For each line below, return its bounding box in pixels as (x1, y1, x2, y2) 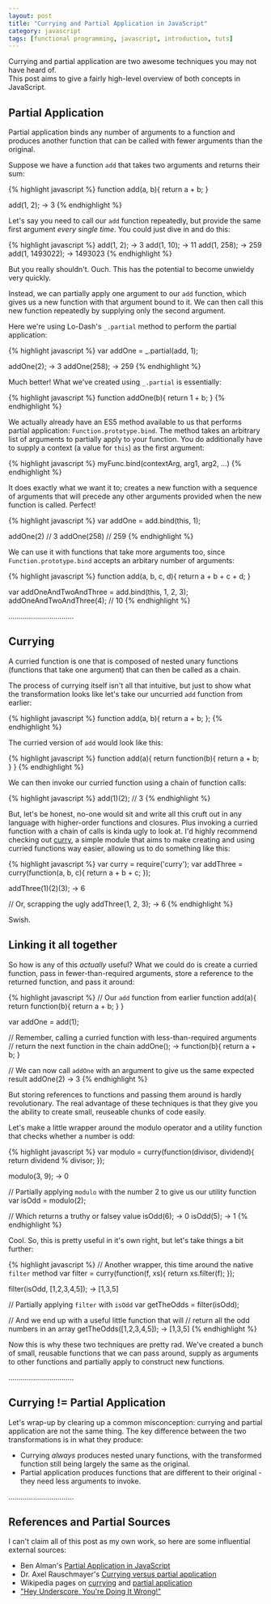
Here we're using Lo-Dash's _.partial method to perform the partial (8, 321, 237, 332)
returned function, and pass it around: (8, 977, 135, 987)
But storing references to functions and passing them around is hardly (8, 1089, 242, 1099)
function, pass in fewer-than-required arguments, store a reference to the (8, 968, 253, 978)
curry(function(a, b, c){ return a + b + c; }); (8, 868, 151, 877)
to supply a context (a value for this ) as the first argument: (8, 443, 205, 453)
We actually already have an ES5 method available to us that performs (8, 418, 243, 427)
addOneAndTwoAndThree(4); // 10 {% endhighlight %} (8, 596, 191, 605)
